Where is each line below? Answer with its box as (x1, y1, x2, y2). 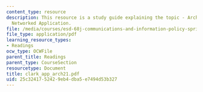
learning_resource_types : (6, 37, 71, 43)
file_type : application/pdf (6, 31, 77, 38)
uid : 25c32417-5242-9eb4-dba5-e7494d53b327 (6, 76, 118, 82)
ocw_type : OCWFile (6, 48, 53, 54)
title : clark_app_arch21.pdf (6, 71, 80, 77)
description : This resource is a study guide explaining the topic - (6, 15, 185, 21)
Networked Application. (11, 20, 71, 26)
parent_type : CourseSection (6, 59, 77, 65)
